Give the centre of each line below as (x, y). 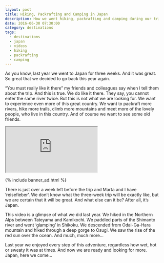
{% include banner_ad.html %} (36, 180)
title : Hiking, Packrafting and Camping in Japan (57, 14)
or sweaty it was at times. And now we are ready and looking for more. (76, 250)
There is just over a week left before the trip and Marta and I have (71, 190)
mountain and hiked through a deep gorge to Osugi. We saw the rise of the (80, 230)
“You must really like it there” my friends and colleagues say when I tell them (82, 88)
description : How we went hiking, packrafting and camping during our (78, 19)
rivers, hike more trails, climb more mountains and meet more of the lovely (80, 109)
